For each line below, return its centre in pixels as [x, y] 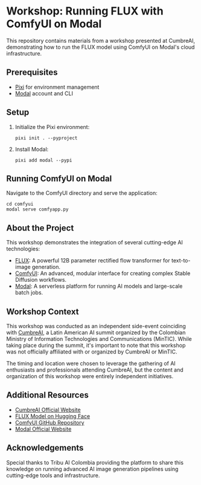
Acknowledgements [45, 448]
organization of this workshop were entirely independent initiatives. [90, 376]
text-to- [181, 261]
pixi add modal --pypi [43, 160]
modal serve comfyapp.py [37, 209]
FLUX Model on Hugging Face [53, 416]
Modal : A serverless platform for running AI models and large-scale [99, 286]
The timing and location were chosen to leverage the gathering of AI [91, 363]
